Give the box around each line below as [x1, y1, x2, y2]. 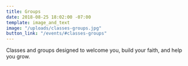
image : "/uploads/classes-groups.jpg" [6, 25, 102, 31]
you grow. [6, 53, 31, 60]
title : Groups [6, 8, 41, 15]
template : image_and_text [6, 19, 70, 25]
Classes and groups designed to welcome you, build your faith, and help [6, 47, 182, 54]
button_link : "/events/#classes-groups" [6, 31, 108, 37]
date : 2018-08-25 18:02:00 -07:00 [6, 14, 92, 20]
